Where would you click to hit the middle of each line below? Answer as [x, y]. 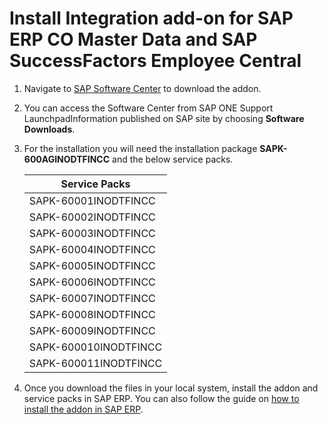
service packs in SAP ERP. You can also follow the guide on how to [161, 398]
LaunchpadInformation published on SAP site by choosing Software [164, 118]
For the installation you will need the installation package [140, 148]
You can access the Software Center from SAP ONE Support [148, 108]
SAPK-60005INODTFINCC [92, 265]
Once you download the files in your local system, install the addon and [171, 388]
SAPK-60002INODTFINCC [92, 217]
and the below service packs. [173, 159]
